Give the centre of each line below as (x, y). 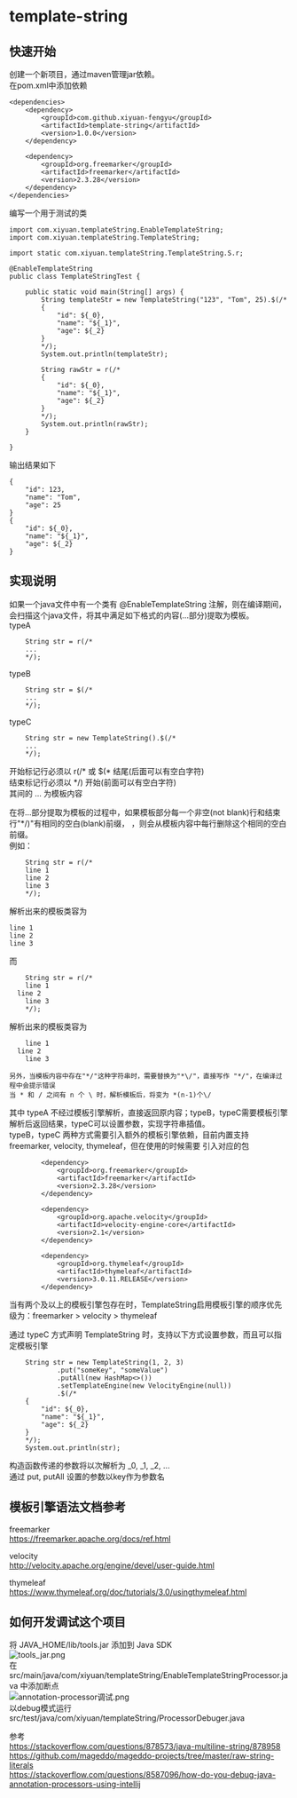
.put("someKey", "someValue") (112, 1370)
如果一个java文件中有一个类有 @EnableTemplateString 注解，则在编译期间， (148, 604)
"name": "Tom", (53, 497)
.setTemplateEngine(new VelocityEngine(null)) (144, 1386)
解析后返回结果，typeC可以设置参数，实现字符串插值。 (109, 1123)
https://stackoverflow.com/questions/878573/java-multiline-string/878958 (145, 1747)
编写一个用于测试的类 (48, 213)
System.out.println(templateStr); (105, 354)
